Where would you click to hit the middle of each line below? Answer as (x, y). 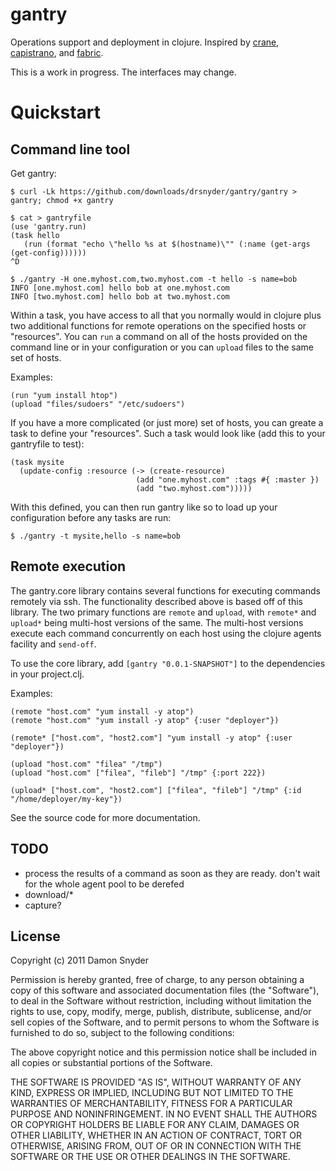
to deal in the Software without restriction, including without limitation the (161, 1001)
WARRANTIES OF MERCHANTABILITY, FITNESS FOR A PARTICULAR (151, 1104)
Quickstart (56, 112)
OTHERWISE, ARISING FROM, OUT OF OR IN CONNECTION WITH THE (156, 1146)
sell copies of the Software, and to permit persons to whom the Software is (165, 1022)
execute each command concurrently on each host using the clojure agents (166, 633)
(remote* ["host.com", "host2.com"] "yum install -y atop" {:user (151, 738)
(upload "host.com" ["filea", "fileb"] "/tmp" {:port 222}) (138, 773)
